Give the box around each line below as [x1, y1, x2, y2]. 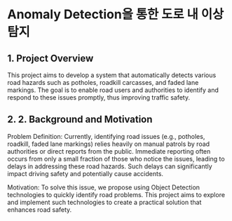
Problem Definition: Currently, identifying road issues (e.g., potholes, [7, 132, 205, 140]
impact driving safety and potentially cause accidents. [7, 169, 163, 178]
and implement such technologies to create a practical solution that [7, 198, 202, 206]
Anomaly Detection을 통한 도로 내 [7, 6, 198, 22]
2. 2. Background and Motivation [7, 114, 153, 126]
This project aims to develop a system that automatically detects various [7, 71, 217, 79]
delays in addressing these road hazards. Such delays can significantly [7, 162, 212, 170]
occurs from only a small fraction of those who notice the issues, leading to [7, 154, 226, 163]
